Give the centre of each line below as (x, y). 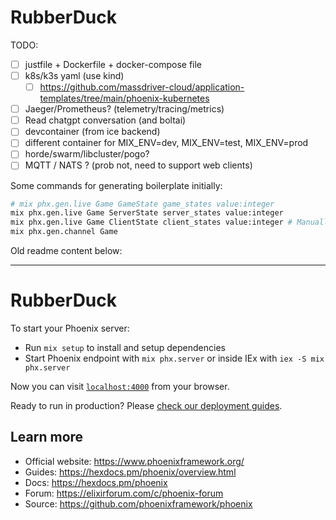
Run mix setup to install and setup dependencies (125, 347)
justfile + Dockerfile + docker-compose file (113, 64)
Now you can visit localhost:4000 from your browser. (120, 386)
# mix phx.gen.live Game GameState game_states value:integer (142, 204)
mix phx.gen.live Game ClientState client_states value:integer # (151, 222)
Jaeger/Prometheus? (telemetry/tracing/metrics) (124, 109)
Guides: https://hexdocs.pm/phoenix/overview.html (130, 472)
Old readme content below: (66, 250)
